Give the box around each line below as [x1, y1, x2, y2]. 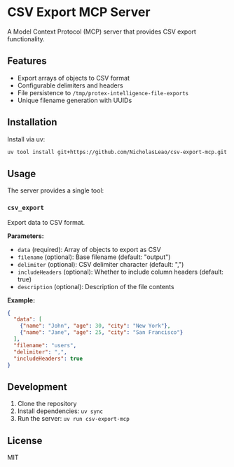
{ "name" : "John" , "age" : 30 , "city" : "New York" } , [20, 323, 171, 330]
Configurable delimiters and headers [17, 81, 124, 90]
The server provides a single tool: [7, 186, 104, 195]
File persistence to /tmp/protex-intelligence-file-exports [17, 88, 189, 97]
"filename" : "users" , [13, 342, 77, 349]
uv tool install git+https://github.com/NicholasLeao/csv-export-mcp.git [7, 148, 228, 155]
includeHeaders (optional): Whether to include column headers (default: [17, 267, 224, 276]
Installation [7, 116, 57, 128]
